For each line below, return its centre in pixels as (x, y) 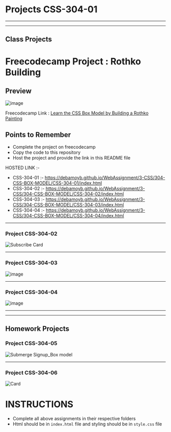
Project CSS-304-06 (31, 373)
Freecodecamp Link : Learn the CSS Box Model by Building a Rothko (77, 113)
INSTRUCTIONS (39, 404)
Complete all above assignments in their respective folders (74, 418)
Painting (14, 119)
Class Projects (29, 39)
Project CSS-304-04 (32, 292)
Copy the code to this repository (47, 152)
